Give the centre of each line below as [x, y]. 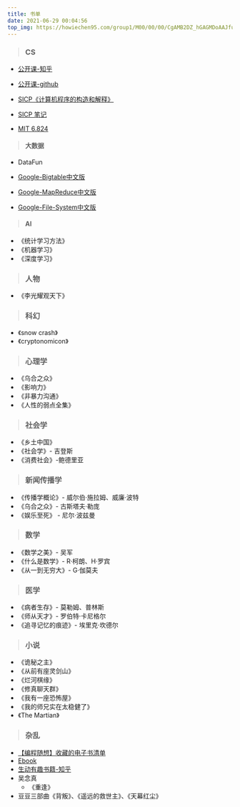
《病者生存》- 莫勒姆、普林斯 [61, 607]
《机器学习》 [36, 250]
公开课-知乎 [35, 69]
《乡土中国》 [36, 442]
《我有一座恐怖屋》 [46, 698]
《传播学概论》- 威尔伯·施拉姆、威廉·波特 [78, 497]
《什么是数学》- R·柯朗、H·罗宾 [64, 561]
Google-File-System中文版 [57, 207]
